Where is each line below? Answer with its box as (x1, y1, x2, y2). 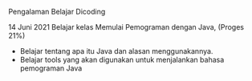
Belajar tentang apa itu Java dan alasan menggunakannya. (19, 47, 213, 55)
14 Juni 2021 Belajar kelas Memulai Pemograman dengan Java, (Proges (8, 22, 245, 31)
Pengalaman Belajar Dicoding (8, 7, 106, 16)
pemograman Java (19, 63, 83, 73)
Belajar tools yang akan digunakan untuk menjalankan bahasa (19, 55, 225, 64)
